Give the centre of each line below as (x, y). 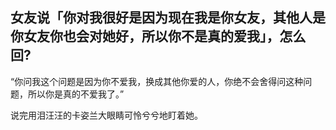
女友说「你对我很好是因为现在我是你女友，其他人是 (168, 18)
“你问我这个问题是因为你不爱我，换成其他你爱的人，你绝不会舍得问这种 (157, 81)
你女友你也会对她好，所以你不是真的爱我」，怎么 (158, 36)
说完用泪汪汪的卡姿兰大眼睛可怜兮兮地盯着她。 (106, 115)
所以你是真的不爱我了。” (76, 94)
